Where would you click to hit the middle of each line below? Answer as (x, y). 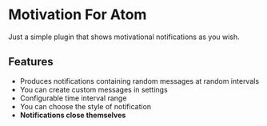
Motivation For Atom (78, 15)
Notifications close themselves (73, 115)
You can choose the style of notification (86, 106)
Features (31, 62)
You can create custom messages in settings (94, 89)
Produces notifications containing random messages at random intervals (139, 81)
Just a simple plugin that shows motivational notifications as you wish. (124, 37)
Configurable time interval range (73, 98)
